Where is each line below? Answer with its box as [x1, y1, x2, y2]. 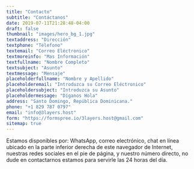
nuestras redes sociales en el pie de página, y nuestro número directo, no [6, 150, 189, 157]
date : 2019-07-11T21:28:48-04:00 [6, 20, 90, 26]
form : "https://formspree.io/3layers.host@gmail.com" [6, 115, 144, 121]
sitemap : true [6, 121, 42, 127]
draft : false [6, 25, 39, 32]
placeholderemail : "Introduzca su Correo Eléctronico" [6, 82, 147, 88]
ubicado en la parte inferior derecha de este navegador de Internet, [6, 144, 173, 151]
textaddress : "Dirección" [6, 37, 71, 43]
